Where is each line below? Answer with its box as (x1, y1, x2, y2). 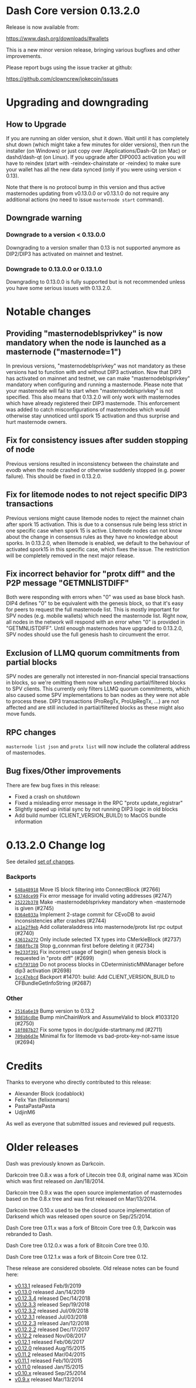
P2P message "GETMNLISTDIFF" (6, 578, 129, 588)
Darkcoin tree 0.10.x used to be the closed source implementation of (6, 1207, 171, 1214)
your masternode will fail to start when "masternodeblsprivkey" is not (6, 387, 174, 394)
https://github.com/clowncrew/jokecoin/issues (6, 75, 119, 82)
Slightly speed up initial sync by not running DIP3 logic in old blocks (14, 806, 178, 813)
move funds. (6, 710, 36, 717)
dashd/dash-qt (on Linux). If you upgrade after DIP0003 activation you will (6, 153, 185, 160)
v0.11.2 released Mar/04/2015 (14, 1351, 86, 1358)
